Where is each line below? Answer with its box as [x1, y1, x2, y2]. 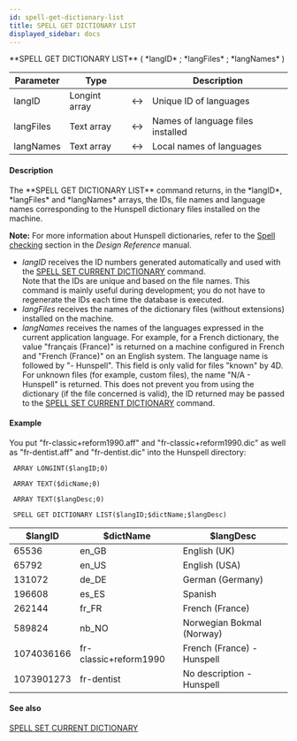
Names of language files [151, 115, 254, 127]
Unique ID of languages [151, 95, 250, 107]
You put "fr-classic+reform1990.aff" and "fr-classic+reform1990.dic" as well [9, 437, 286, 447]
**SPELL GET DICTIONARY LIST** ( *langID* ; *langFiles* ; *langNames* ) [9, 54, 286, 65]
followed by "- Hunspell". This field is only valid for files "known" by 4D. [21, 360, 284, 370]
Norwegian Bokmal [182, 616, 263, 629]
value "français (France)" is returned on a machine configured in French [21, 341, 285, 352]
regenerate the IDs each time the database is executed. [21, 294, 225, 305]
